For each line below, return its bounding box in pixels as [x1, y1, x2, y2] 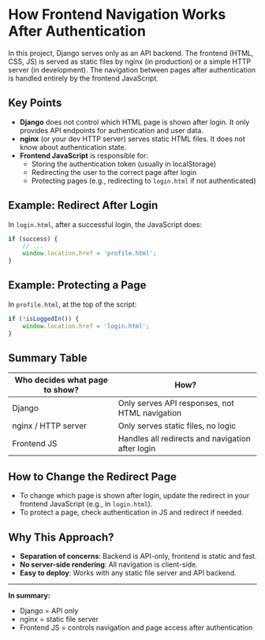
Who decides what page [14, 374, 109, 385]
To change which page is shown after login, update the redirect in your [19, 491, 250, 500]
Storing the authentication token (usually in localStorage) [31, 159, 217, 169]
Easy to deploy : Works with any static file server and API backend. [19, 567, 237, 577]
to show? [43, 385, 79, 396]
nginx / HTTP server [12, 420, 87, 431]
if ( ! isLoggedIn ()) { [8, 314, 80, 322]
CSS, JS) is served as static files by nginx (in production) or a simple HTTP [8, 57, 252, 66]
